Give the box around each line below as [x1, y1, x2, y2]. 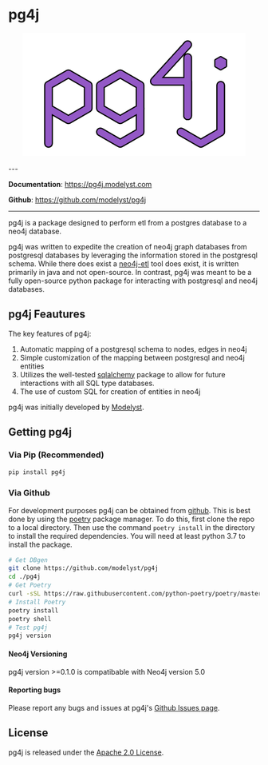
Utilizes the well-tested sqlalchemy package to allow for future [19, 369, 226, 379]
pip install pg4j [8, 468, 66, 476]
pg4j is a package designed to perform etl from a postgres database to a [8, 217, 247, 227]
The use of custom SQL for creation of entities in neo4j [19, 386, 201, 396]
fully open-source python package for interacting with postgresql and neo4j [8, 276, 258, 285]
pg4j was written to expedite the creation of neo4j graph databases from [8, 241, 247, 251]
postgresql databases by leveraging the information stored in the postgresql [8, 250, 258, 260]
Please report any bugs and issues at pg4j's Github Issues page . [8, 703, 220, 712]
